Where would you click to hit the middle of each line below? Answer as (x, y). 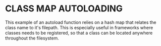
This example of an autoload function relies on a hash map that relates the (81, 22)
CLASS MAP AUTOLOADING (64, 9)
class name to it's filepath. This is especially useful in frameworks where (79, 27)
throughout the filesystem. (32, 38)
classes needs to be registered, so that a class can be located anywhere (79, 33)
